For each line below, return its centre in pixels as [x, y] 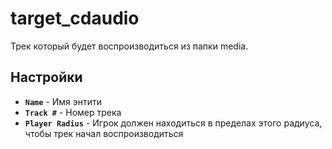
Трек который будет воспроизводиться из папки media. [129, 46]
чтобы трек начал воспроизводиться [104, 133]
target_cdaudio [75, 18]
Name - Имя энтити [63, 101]
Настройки [46, 77]
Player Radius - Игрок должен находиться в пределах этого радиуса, [173, 123]
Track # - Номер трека [73, 112]
